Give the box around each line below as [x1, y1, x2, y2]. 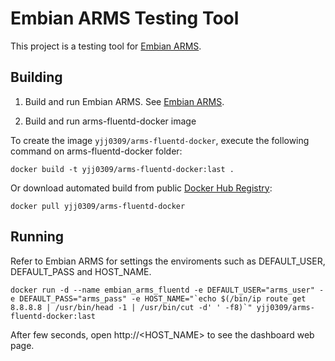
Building [10, 69, 63, 86]
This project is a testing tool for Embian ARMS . [10, 40, 202, 52]
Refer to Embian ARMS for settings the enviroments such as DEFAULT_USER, [10, 255, 326, 267]
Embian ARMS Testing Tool [10, 7, 240, 30]
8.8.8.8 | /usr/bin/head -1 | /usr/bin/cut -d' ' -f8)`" [10, 302, 253, 312]
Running [10, 228, 65, 246]
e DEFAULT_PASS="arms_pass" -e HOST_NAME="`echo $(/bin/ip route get [10, 293, 307, 304]
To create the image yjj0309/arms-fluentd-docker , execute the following [10, 134, 310, 146]
